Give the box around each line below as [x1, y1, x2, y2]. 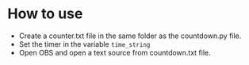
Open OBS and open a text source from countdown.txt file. [18, 48, 211, 57]
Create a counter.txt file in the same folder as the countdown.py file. [18, 31, 242, 40]
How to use [7, 5, 83, 23]
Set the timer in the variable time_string [18, 39, 151, 48]
